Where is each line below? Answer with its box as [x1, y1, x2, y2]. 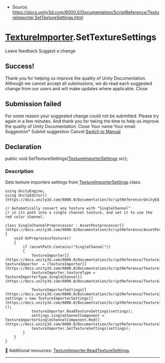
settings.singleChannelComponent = [31, 313, 105, 318]
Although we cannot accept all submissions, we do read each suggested [5, 80, 152, 86]
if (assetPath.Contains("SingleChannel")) [23, 244, 111, 249]
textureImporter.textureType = [31, 270, 96, 275]
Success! [5, 62, 34, 71]
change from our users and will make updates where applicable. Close [5, 85, 148, 91]
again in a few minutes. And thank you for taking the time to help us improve [5, 118, 159, 124]
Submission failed [5, 100, 61, 108]
